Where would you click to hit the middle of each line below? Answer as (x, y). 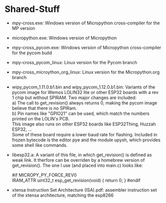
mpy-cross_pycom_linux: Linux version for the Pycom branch (75, 62)
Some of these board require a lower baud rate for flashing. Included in (84, 134)
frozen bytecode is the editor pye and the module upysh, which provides (86, 140)
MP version (23, 28)
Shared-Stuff (32, 9)
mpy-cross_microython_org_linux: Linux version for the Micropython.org (86, 72)
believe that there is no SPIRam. (44, 108)
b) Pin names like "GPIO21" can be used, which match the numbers (81, 113)
